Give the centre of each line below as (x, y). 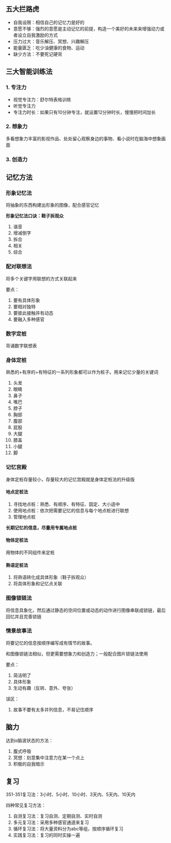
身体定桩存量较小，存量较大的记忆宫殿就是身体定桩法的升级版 (70, 479)
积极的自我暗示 (29, 764)
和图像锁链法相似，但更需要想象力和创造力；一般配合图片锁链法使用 (77, 653)
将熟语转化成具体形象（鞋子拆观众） (51, 577)
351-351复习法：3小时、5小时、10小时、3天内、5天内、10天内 (71, 795)
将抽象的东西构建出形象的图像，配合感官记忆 (53, 205)
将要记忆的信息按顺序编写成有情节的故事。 (50, 643)
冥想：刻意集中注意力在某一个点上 (49, 757)
